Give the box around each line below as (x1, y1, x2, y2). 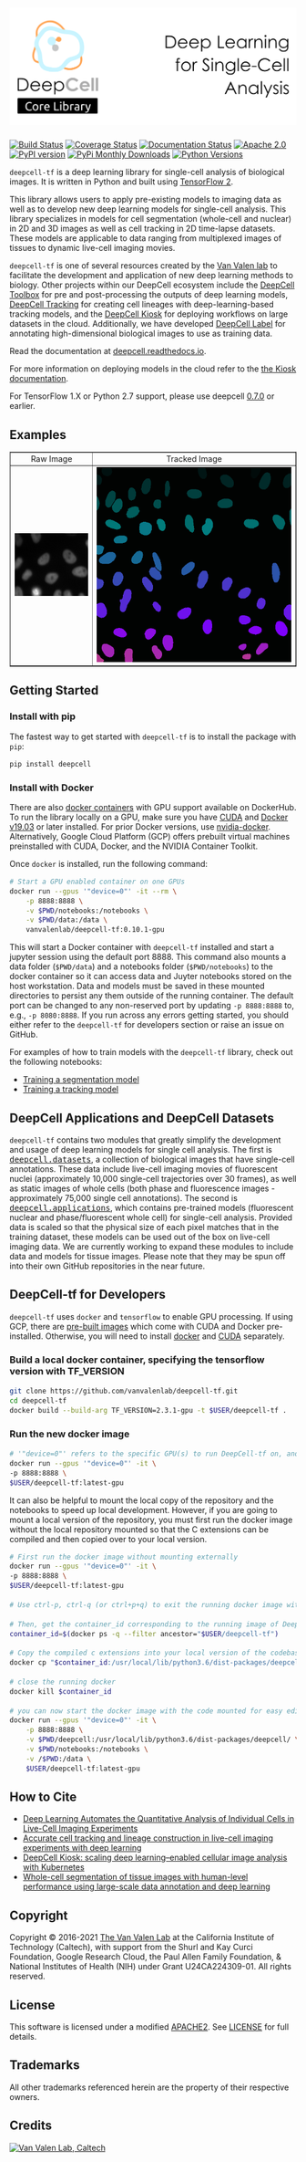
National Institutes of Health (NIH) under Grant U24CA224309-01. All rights (9, 1961, 291, 1972)
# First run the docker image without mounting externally (9, 1552, 239, 1561)
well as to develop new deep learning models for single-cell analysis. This (9, 204, 287, 214)
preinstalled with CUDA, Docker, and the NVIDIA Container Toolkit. (9, 841, 258, 851)
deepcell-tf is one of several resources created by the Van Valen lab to (9, 260, 278, 271)
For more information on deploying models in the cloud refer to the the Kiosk (9, 363, 297, 374)
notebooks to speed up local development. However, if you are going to (9, 1504, 278, 1515)
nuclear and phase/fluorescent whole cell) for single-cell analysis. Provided (9, 1212, 293, 1223)
